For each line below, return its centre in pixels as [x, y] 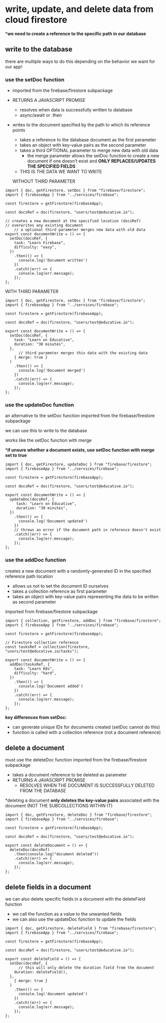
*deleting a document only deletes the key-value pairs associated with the [82, 800]
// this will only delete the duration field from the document [86, 968]
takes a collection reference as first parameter [60, 591]
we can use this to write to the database [46, 431]
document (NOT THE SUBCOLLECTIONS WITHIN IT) [59, 806]
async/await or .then [41, 115]
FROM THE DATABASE [43, 791]
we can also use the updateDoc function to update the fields [74, 919]
